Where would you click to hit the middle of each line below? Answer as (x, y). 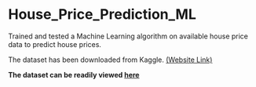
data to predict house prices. (55, 44)
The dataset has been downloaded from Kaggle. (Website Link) (110, 60)
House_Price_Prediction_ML (102, 14)
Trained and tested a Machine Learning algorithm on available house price (128, 36)
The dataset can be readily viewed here (74, 74)
